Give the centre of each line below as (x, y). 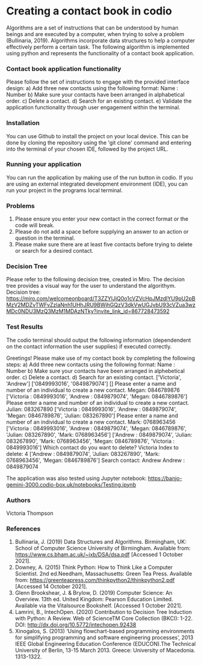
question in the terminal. (45, 238)
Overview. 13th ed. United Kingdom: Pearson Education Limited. (94, 600)
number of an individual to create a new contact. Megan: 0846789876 (93, 390)
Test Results (25, 327)
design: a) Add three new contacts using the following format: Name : (92, 88)
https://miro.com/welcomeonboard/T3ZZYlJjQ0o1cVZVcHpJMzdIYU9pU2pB (101, 299)
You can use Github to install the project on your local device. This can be (97, 136)
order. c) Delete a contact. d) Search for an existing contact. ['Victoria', (94, 377)
